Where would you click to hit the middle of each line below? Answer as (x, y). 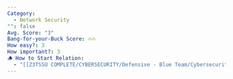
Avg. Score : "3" (31, 33)
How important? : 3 (34, 52)
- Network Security (42, 20)
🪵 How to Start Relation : (46, 58)
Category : (21, 13)
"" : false (21, 26)
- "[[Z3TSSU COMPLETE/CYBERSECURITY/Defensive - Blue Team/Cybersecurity (122, 65)
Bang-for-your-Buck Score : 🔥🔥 (51, 39)
